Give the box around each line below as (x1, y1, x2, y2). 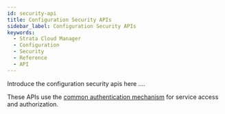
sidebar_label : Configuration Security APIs (7, 23, 137, 29)
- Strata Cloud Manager (13, 35, 81, 42)
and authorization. (7, 100, 59, 108)
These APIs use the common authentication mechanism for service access (7, 93, 219, 101)
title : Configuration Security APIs (7, 16, 112, 23)
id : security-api (7, 10, 57, 17)
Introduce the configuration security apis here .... (7, 79, 145, 87)
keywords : (7, 29, 36, 36)
